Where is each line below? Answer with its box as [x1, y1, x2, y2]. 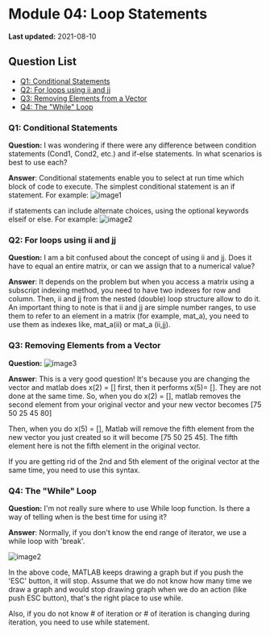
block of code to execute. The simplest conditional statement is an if [8, 182, 235, 192]
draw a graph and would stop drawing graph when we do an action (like [8, 584, 247, 594]
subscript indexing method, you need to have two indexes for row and [8, 285, 241, 295]
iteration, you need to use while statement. [8, 617, 151, 627]
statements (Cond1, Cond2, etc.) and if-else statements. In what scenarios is [8, 149, 263, 159]
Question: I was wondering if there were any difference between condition [8, 140, 256, 150]
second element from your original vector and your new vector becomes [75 [8, 400, 262, 409]
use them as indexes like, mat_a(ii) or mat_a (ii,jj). [8, 320, 171, 330]
